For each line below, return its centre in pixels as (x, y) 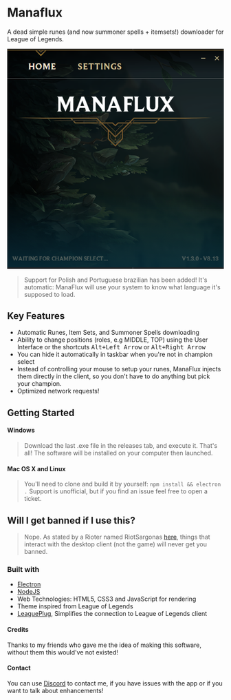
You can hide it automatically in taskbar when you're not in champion (115, 354)
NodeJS (29, 592)
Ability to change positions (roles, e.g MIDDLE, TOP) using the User (112, 340)
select (26, 362)
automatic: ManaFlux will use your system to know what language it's (122, 287)
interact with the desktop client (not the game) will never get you (115, 544)
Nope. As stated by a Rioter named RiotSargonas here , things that (117, 537)
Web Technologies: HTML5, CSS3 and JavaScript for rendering (107, 599)
